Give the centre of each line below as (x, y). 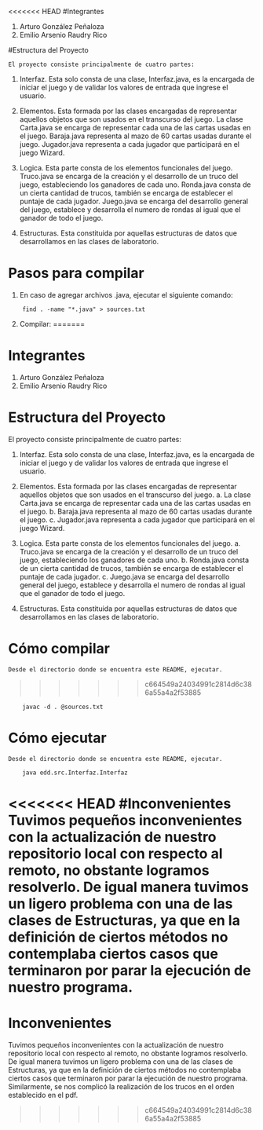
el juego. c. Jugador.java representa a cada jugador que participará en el (137, 519)
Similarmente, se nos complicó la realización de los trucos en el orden (121, 1086)
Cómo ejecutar (58, 738)
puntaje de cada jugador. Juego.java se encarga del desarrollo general (134, 201)
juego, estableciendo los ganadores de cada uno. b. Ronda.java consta (134, 560)
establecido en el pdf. (43, 1095)
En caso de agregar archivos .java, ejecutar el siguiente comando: (126, 294)
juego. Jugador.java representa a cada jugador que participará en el (129, 144)
